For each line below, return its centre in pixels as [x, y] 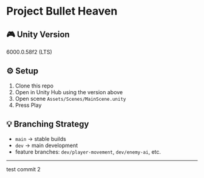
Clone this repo [34, 86]
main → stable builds [41, 139]
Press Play [28, 105]
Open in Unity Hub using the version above [69, 92]
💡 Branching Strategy [48, 124]
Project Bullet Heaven [62, 11]
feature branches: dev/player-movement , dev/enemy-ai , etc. [88, 152]
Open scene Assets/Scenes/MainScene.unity [70, 98]
